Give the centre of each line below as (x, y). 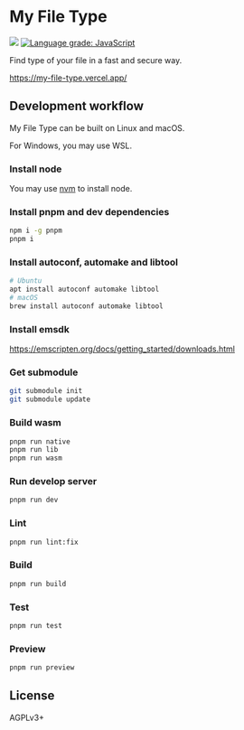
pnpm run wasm (36, 458)
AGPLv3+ (27, 717)
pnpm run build (38, 584)
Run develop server (53, 482)
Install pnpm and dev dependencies (89, 211)
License (32, 696)
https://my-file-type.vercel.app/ (68, 78)
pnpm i (22, 239)
